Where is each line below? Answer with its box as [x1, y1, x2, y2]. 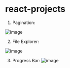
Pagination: [12, 20, 35, 25]
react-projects [5, 3, 66, 15]
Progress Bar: [12, 57, 40, 63]
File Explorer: [12, 38, 39, 45]
